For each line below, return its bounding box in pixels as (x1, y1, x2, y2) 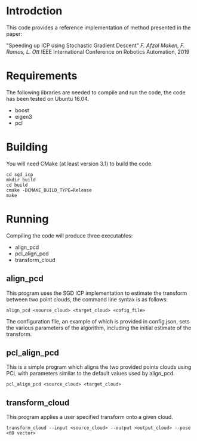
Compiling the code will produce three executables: (6, 232, 133, 239)
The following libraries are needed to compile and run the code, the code (6, 88, 186, 96)
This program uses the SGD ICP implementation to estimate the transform (6, 289, 187, 297)
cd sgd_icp (6, 171, 33, 177)
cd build (6, 182, 28, 188)
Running (6, 212, 49, 226)
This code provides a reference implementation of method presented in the (6, 24, 191, 31)
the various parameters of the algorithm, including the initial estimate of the (6, 324, 192, 331)
